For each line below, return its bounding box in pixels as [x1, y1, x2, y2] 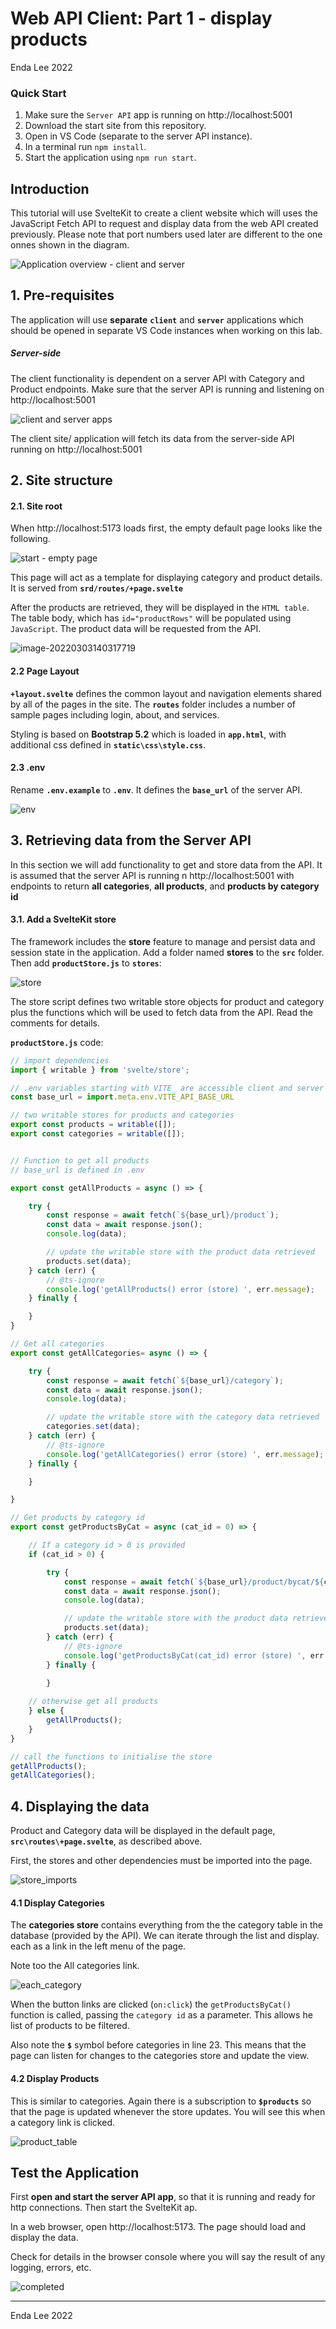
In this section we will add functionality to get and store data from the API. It [10, 858, 323, 871]
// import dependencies [10, 1055, 110, 1066]
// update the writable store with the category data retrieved [46, 1412, 320, 1422]
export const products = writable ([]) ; [10, 1120, 177, 1130]
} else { [28, 1706, 65, 1716]
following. [10, 533, 51, 545]
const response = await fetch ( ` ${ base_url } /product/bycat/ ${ [63, 1577, 325, 1587]
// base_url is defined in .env [10, 1165, 145, 1175]
